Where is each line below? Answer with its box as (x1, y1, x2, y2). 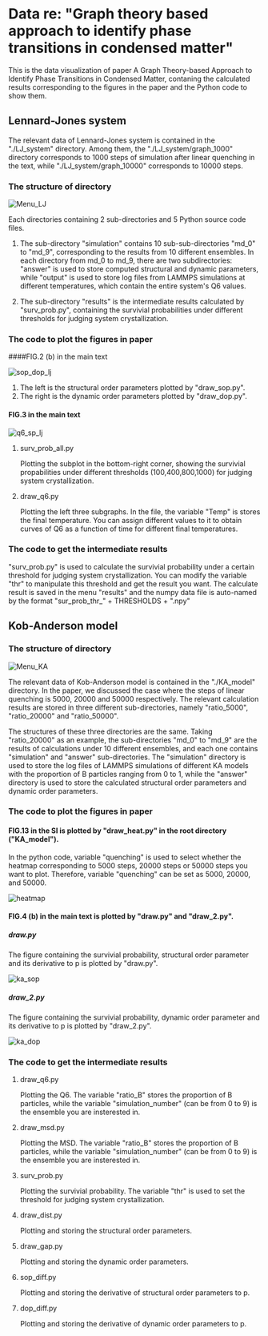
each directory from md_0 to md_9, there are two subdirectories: (19, 256, 233, 265)
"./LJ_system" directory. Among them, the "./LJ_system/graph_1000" (8, 143, 234, 153)
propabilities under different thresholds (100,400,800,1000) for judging (19, 467, 253, 477)
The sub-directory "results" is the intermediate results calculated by (19, 297, 245, 307)
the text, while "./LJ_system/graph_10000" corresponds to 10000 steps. (8, 161, 244, 171)
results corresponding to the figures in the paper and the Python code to (8, 82, 248, 92)
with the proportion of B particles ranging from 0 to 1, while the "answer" (8, 769, 248, 779)
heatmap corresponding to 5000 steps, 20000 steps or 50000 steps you (8, 860, 248, 870)
